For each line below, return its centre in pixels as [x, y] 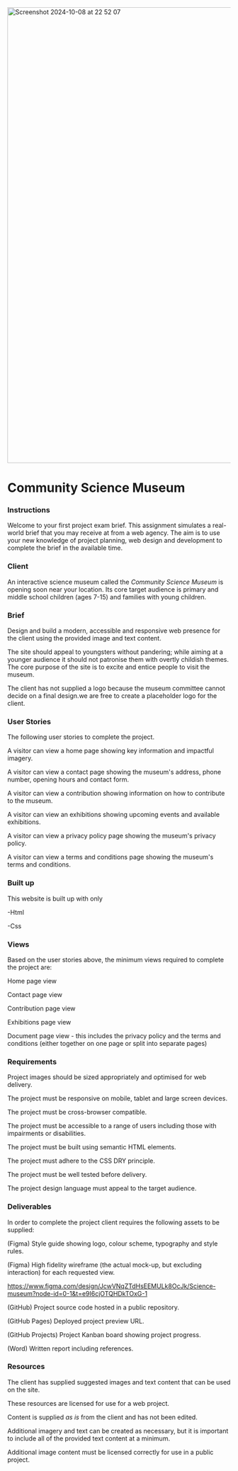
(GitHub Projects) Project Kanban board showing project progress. [104, 1334]
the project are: [30, 967]
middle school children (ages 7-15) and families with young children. [107, 597]
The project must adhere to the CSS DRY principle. [81, 1161]
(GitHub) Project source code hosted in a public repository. [93, 1307]
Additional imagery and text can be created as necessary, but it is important [118, 1431]
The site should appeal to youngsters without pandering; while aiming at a [115, 652]
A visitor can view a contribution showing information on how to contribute [116, 794]
